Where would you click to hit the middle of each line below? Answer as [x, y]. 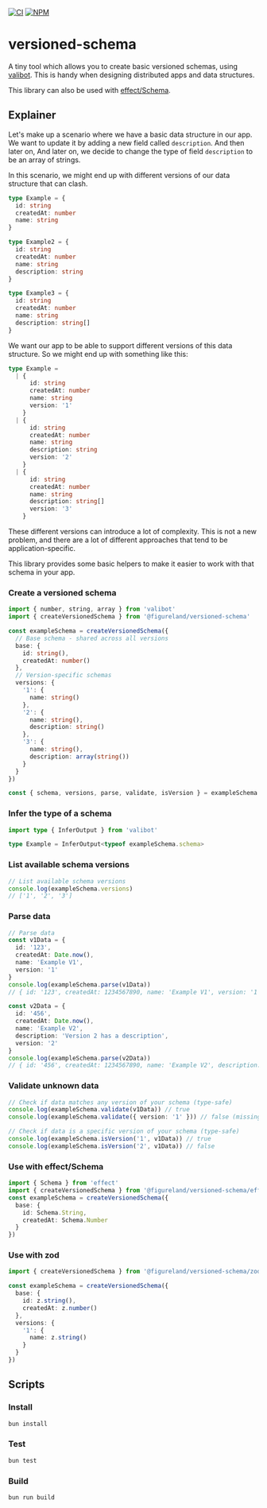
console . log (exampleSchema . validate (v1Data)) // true [99, 1110]
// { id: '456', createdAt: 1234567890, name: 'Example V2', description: [135, 1065]
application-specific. [42, 548]
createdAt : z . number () [60, 1308]
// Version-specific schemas [64, 676]
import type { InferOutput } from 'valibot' [83, 830]
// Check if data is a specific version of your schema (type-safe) [124, 1132]
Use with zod [34, 1255]
